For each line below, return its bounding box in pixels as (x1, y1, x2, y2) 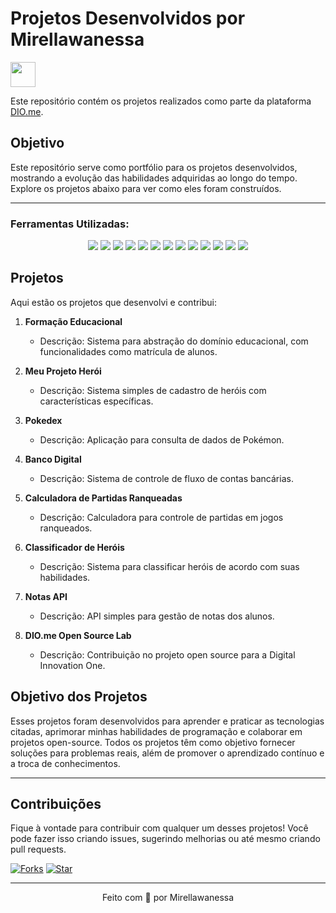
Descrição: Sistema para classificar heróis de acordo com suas (39, 560, 300, 572)
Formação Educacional (24, 315, 123, 327)
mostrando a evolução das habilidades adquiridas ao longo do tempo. (10, 172, 298, 184)
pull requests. (10, 843, 67, 856)
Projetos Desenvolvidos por (10, 7, 246, 30)
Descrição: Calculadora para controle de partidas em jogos (39, 511, 284, 523)
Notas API (24, 590, 68, 602)
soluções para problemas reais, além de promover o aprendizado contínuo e (10, 747, 325, 759)
